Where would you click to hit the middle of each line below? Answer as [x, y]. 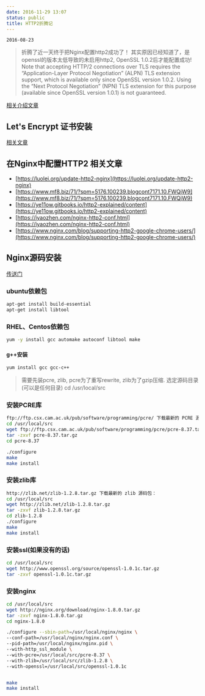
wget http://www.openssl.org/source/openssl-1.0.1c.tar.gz [83, 568]
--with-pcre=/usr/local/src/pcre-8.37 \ [59, 655]
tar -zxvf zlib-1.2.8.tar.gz [43, 510]
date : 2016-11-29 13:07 [37, 12]
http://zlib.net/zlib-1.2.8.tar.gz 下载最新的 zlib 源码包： [81, 493]
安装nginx [21, 591]
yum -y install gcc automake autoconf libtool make [73, 340]
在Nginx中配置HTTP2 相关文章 [64, 164]
